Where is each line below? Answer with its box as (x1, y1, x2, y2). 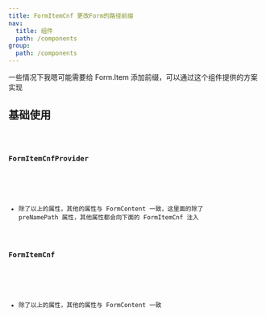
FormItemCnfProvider (8, 154, 89, 164)
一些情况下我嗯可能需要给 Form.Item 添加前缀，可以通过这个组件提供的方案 (8, 73, 258, 81)
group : (8, 42, 31, 50)
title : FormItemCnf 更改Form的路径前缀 (8, 11, 134, 20)
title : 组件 (15, 27, 54, 35)
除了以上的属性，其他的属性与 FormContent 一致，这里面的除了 (19, 205, 204, 214)
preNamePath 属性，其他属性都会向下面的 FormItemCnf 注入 (19, 214, 199, 222)
